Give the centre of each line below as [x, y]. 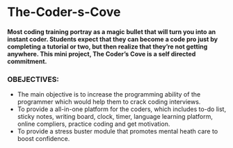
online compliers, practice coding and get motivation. [94, 124]
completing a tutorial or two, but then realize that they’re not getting [107, 47]
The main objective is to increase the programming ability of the [109, 94]
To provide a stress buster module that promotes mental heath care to [118, 131]
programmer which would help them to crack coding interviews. [109, 102]
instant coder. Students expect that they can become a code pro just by [113, 39]
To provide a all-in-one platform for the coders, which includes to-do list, [122, 109]
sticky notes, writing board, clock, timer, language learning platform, [115, 117]
